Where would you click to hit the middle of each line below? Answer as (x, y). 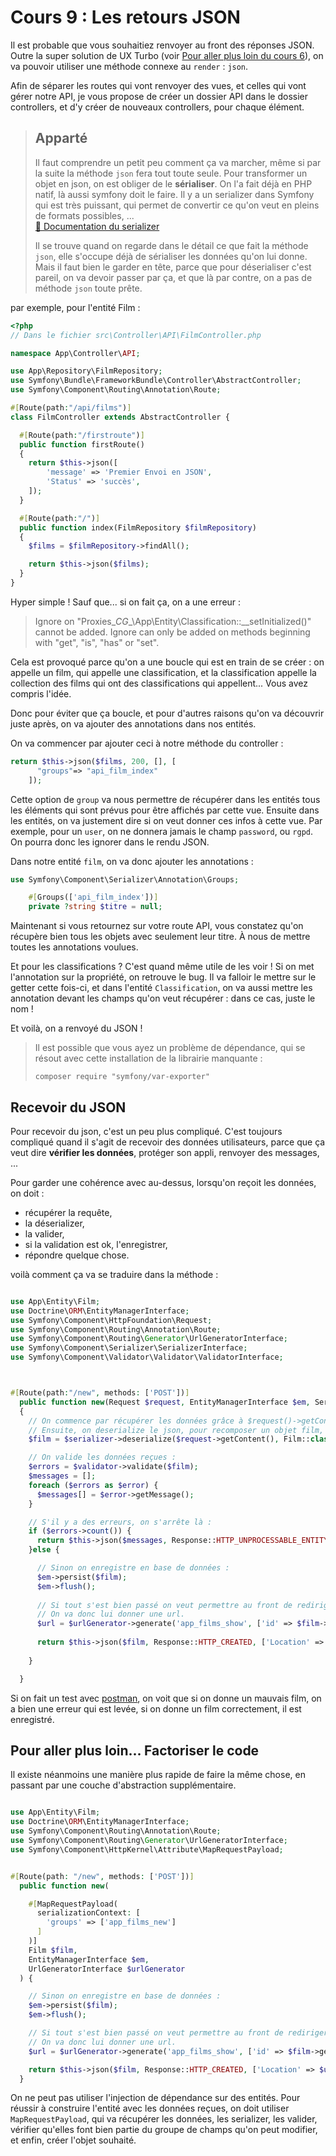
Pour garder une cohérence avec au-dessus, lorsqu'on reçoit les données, (163, 1182)
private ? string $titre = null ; (95, 907)
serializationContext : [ (88, 1913)
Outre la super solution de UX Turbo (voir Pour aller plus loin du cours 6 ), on (167, 55)
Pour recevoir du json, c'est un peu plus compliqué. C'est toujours (146, 1131)
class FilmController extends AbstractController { (120, 417)
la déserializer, (54, 1223)
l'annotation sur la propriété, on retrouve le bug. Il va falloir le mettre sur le (163, 977)
